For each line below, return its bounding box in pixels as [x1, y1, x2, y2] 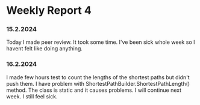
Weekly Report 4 [6, 4, 92, 17]
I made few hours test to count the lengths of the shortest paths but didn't [6, 73, 190, 81]
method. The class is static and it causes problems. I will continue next [6, 86, 182, 94]
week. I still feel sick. [6, 92, 58, 100]
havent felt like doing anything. [6, 45, 83, 52]
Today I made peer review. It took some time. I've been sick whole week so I [6, 38, 195, 46]
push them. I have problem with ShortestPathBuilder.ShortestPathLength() [6, 80, 190, 87]
